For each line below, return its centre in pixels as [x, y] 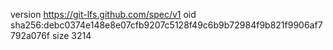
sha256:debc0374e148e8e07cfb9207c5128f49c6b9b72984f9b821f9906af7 [166, 25]
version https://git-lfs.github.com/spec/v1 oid [103, 14]
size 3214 [71, 35]
